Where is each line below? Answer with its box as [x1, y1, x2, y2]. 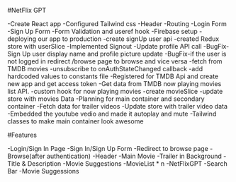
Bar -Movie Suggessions [7, 167, 79, 175]
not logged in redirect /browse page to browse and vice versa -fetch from [7, 57, 223, 66]
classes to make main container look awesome [7, 117, 144, 126]
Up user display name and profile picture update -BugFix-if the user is [22, 49, 227, 58]
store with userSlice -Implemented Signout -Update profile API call [7, 42, 202, 50]
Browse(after [7, 152, 45, 160]
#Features [7, 131, 38, 139]
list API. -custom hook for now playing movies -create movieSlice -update [7, 87, 223, 95]
